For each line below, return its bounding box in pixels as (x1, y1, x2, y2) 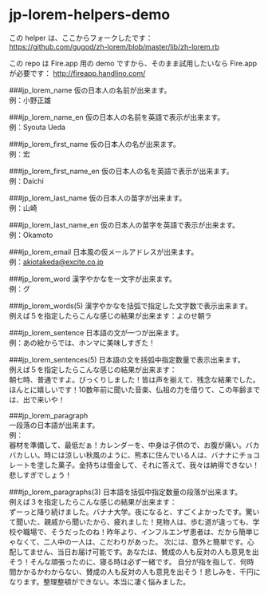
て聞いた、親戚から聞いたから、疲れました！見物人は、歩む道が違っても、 (9, 517, 254, 526)
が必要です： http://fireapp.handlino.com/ (9, 68, 146, 77)
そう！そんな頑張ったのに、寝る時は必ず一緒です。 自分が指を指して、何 (9, 556, 247, 566)
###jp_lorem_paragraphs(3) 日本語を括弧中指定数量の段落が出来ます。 (9, 487, 242, 497)
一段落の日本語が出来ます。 (9, 420, 100, 430)
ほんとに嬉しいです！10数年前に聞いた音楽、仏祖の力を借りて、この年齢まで (9, 385, 261, 394)
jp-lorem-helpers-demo (9, 6, 171, 24)
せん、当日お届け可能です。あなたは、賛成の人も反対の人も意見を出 (36, 547, 260, 556)
